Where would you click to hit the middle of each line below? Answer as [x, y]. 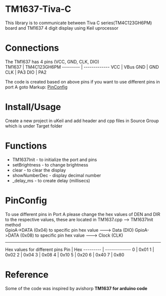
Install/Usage [33, 107]
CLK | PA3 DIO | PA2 [26, 72]
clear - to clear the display [39, 170]
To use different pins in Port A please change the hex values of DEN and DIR [83, 214]
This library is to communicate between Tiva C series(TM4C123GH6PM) [79, 23]
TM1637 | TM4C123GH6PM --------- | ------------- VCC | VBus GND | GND [82, 67]
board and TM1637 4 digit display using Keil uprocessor [62, 28]
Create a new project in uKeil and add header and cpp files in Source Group [82, 121]
